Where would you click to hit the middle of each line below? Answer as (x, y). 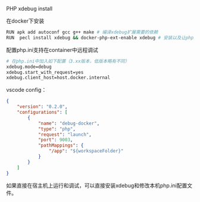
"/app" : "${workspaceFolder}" (86, 151)
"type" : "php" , (57, 129)
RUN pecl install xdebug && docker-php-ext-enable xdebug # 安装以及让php (100, 38)
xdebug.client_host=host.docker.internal (58, 78)
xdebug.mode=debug (29, 67)
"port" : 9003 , (55, 140)
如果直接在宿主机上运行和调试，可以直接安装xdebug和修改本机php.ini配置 (97, 185)
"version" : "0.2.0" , (42, 107)
